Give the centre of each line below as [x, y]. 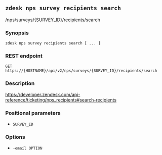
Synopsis [17, 33]
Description [20, 83]
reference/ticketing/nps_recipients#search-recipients [61, 100]
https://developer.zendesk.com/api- [43, 94]
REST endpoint [24, 56]
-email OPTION [27, 148]
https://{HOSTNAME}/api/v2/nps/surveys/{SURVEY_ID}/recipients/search [81, 71]
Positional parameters [33, 113]
